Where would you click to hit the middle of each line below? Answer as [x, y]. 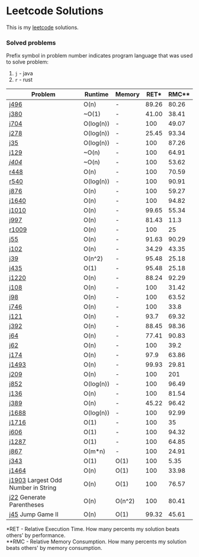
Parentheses [27, 505]
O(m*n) [94, 451]
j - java [24, 74]
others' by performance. [36, 536]
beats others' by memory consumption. [54, 548]
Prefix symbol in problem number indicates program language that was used [99, 56]
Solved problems [31, 43]
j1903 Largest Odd [36, 480]
